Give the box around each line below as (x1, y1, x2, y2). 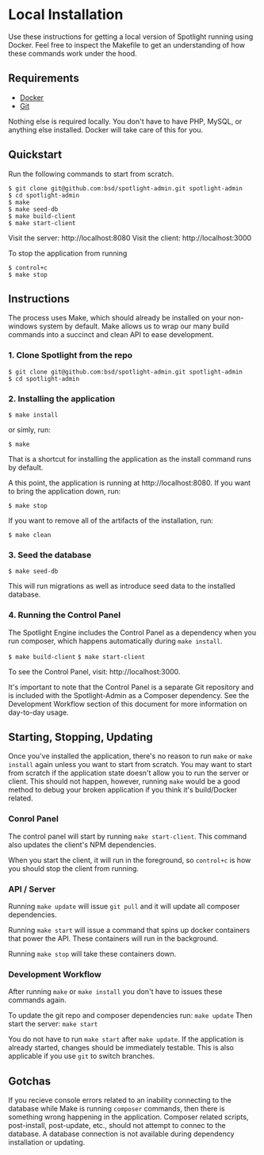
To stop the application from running (8, 248, 128, 258)
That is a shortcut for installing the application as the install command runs (8, 454, 252, 463)
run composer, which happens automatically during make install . (8, 636, 223, 646)
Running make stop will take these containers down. (8, 949, 177, 958)
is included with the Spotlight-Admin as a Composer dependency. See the (8, 690, 250, 700)
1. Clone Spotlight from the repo (8, 350, 133, 361)
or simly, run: (8, 424, 52, 434)
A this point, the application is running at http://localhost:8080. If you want (8, 478, 251, 487)
